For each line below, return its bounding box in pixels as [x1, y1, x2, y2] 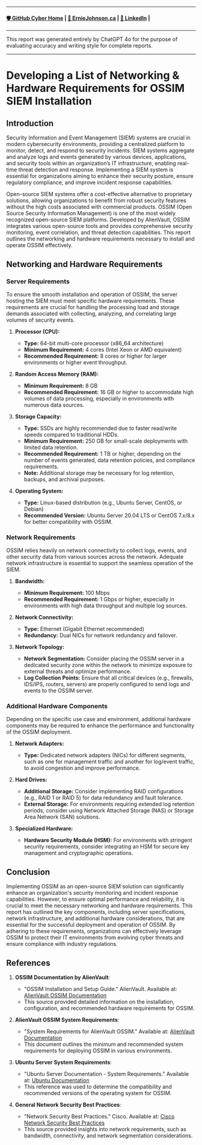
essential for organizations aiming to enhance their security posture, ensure [6, 173, 194, 180]
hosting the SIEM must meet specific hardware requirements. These [6, 297, 175, 304]
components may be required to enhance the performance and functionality [6, 722, 195, 729]
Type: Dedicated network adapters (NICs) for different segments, [23, 752, 186, 759]
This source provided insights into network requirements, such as [23, 1126, 186, 1133]
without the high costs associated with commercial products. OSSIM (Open [6, 203, 192, 210]
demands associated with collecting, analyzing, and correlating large [6, 310, 177, 317]
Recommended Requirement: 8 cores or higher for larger [23, 352, 167, 360]
